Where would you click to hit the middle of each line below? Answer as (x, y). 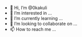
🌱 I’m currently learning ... (36, 18)
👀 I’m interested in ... (31, 13)
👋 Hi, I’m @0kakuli (28, 8)
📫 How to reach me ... (33, 29)
